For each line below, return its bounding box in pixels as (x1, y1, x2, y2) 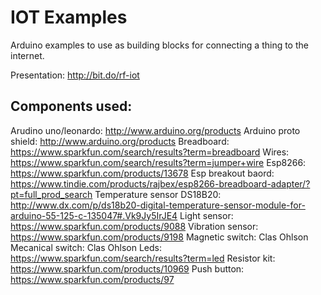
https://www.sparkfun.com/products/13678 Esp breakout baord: (10, 167, 275, 179)
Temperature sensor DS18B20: (94, 188, 222, 200)
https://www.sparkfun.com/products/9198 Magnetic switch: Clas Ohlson (10, 231, 309, 243)
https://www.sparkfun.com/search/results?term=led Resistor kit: (10, 252, 276, 264)
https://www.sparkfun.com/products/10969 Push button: (10, 262, 245, 275)
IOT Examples (10, 6, 128, 29)
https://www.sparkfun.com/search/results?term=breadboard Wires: (10, 146, 290, 158)
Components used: (10, 98, 133, 115)
